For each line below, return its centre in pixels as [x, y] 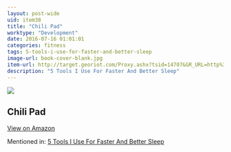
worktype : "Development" [43, 33]
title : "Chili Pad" [35, 26]
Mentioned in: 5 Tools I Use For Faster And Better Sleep [86, 142]
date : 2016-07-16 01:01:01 [46, 39]
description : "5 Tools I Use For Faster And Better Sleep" [93, 71]
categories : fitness [37, 45]
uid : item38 [24, 20]
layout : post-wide [33, 13]
